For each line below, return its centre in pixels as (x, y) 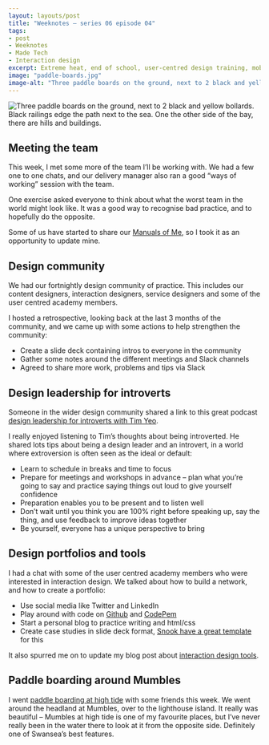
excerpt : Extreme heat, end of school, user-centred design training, (128, 68)
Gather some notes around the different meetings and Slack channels (134, 359)
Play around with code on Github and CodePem (98, 613)
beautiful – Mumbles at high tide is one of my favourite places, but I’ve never (134, 717)
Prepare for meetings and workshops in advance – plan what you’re (131, 477)
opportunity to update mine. (54, 241)
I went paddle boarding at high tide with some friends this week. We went (129, 699)
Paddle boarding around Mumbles (95, 680)
